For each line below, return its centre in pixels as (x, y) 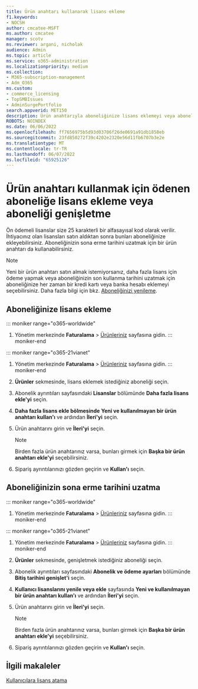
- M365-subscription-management (46, 77)
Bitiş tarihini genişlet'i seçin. (50, 578)
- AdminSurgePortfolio (34, 105)
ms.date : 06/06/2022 (32, 127)
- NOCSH (16, 22)
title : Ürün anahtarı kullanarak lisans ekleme (66, 12)
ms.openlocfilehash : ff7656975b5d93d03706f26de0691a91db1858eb (85, 132)
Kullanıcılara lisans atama (37, 680)
